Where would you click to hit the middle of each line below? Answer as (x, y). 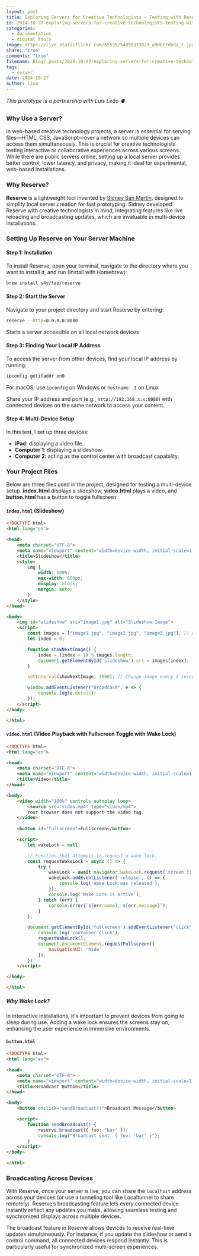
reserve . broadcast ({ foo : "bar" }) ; (83, 1130)
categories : (21, 28)
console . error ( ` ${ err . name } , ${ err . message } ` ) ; (108, 905)
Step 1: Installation (29, 253)
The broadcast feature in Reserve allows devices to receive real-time (90, 1228)
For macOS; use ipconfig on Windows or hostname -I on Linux (83, 387)
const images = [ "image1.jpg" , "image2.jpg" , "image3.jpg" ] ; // (108, 633)
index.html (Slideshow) (35, 511)
